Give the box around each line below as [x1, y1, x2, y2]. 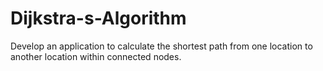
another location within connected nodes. [10, 50, 182, 62]
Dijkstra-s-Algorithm [10, 7, 187, 30]
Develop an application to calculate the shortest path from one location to [10, 40, 313, 52]
